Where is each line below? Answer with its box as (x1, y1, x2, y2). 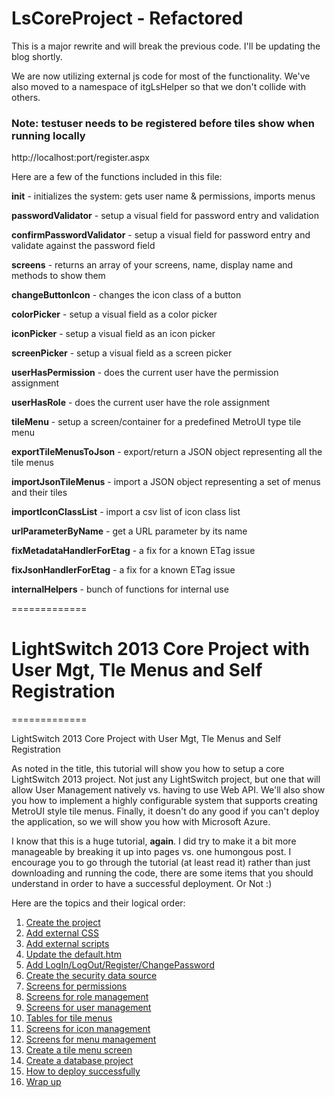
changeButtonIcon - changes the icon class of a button (11, 289, 242, 301)
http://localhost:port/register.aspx (11, 152, 150, 164)
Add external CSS (25, 927, 100, 939)
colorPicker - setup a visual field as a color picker (11, 308, 218, 321)
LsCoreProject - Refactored (11, 7, 244, 30)
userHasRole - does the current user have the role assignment (11, 397, 271, 409)
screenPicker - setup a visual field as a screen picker (11, 347, 233, 359)
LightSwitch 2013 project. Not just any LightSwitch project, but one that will (11, 773, 321, 786)
